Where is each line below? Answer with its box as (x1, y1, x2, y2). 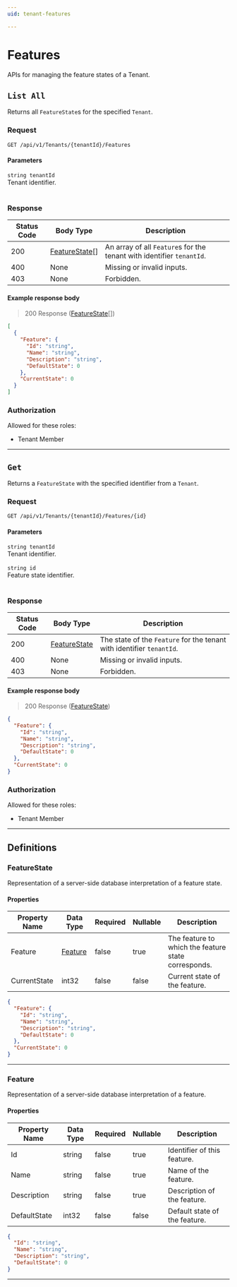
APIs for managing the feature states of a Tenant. (7, 70, 150, 78)
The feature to (168, 933, 215, 943)
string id (7, 564, 37, 572)
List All (7, 90, 46, 101)
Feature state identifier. (7, 570, 75, 579)
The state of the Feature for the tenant (99, 635, 226, 645)
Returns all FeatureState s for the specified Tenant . (7, 107, 153, 116)
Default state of (168, 1206, 219, 1216)
